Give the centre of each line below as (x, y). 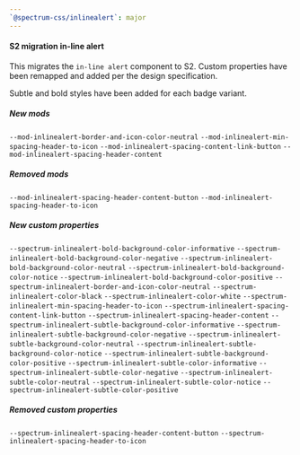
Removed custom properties (64, 410)
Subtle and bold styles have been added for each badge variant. (128, 93)
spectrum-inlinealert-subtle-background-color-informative (122, 325)
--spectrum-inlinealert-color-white (172, 296)
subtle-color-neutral (50, 382)
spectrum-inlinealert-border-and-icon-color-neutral (110, 287)
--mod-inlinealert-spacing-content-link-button (190, 146)
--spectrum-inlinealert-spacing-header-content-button (114, 433)
